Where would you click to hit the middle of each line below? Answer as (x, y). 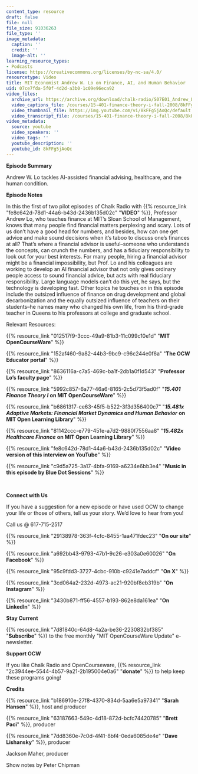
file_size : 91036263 (32, 28)
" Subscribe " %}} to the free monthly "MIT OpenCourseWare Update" (90, 636)
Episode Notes (24, 195)
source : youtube (31, 127)
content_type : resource (35, 12)
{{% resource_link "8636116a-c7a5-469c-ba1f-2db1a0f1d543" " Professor (96, 371)
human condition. (27, 183)
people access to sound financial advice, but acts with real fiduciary (89, 275)
